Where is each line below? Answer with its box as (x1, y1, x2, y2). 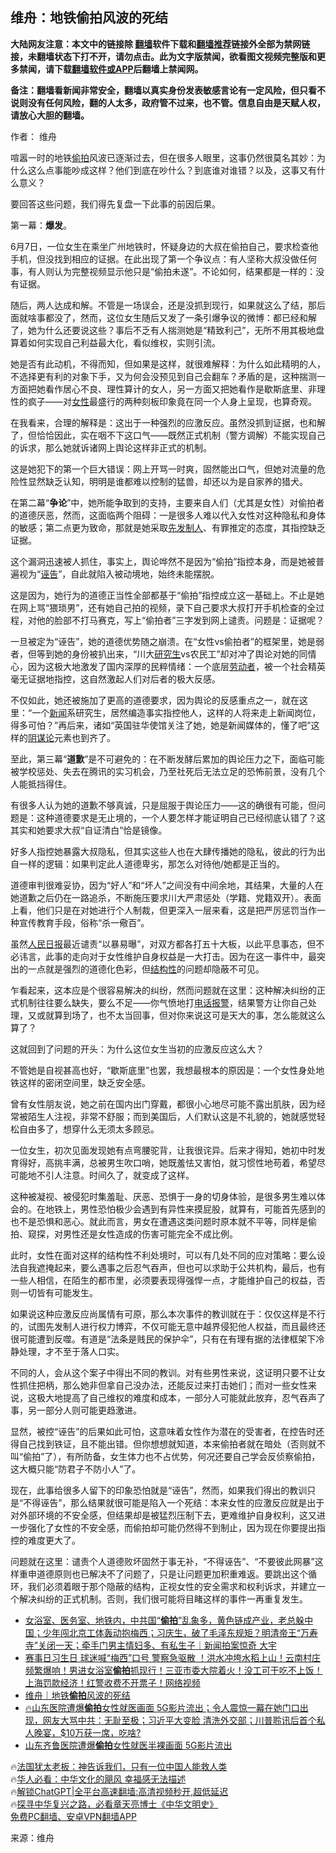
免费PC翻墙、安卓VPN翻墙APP (10, 1810, 137, 1822)
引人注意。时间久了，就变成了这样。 (44, 1169, 195, 1181)
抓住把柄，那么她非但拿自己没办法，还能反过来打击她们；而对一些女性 (18, 1379, 308, 1391)
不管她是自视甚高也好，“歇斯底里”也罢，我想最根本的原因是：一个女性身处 (10, 1064, 317, 1076)
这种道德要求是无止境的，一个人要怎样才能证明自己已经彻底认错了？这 (36, 811, 326, 823)
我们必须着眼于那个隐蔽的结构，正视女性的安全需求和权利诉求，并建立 (27, 1580, 317, 1592)
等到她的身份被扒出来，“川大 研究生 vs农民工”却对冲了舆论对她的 (36, 648, 300, 660)
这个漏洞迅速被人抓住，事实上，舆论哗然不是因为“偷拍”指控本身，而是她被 (10, 555, 317, 567)
